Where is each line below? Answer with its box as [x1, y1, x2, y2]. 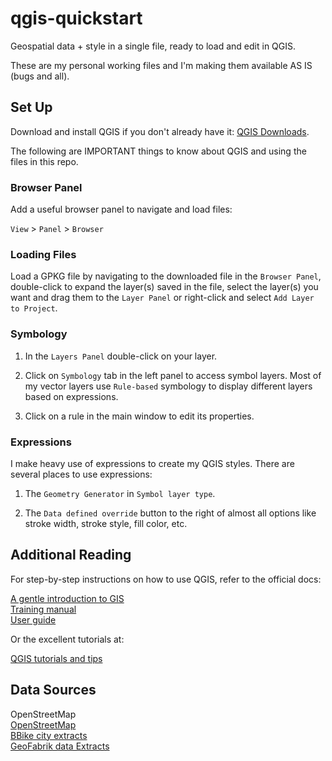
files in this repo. [10, 155, 79, 167]
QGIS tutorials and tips [10, 652, 103, 664]
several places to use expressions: [10, 468, 153, 480]
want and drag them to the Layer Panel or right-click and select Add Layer [10, 292, 315, 304]
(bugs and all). [10, 70, 70, 82]
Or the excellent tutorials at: [10, 633, 125, 645]
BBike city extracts [10, 729, 88, 741]
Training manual [10, 603, 77, 615]
